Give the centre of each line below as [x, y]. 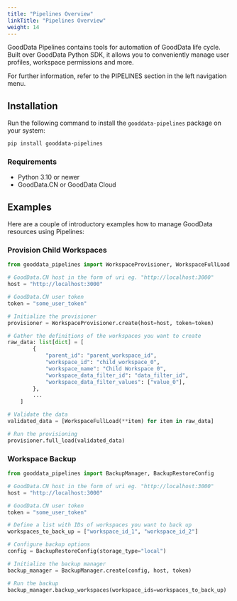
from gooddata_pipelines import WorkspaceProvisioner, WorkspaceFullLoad [119, 265]
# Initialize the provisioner [52, 316]
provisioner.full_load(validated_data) [66, 441]
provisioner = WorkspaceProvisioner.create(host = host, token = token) [111, 323]
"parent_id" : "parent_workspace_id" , [101, 355]
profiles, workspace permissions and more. [71, 62]
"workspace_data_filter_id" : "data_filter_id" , [117, 375]
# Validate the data [38, 415]
